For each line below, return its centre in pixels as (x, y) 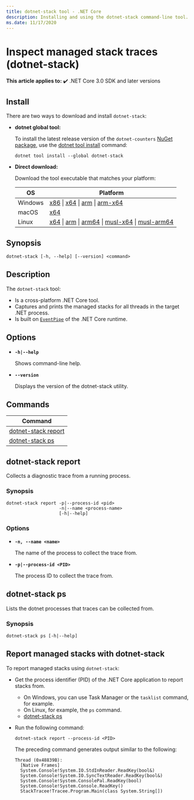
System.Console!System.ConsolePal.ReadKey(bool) (81, 781)
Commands (28, 404)
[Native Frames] (40, 765)
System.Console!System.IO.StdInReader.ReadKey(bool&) (88, 771)
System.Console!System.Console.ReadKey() (72, 786)
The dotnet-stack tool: (33, 288)
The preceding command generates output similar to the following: (96, 749)
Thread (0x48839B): (39, 760)
